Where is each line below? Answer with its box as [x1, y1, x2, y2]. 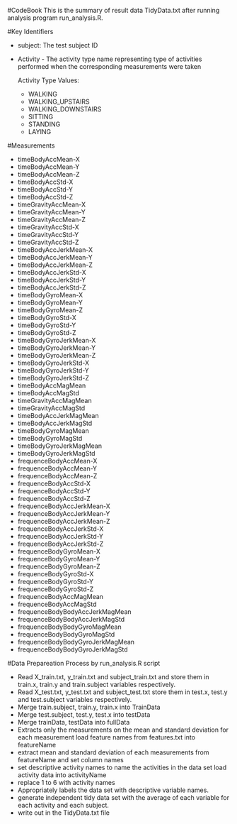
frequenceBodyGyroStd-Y [17, 578, 94, 586]
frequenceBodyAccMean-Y [17, 464, 98, 473]
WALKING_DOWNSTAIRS [28, 105, 102, 113]
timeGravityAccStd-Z [17, 238, 79, 246]
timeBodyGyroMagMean [17, 427, 90, 435]
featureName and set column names [17, 756, 124, 764]
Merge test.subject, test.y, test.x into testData [17, 710, 151, 719]
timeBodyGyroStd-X [17, 314, 76, 322]
